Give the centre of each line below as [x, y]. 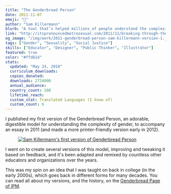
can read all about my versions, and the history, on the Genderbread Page [83, 181]
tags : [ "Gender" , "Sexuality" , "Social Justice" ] [59, 43]
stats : [12, 62]
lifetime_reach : [27, 95]
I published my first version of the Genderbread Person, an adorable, [77, 119]
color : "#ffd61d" [24, 57]
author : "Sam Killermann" [33, 24]
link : [11, 34]
